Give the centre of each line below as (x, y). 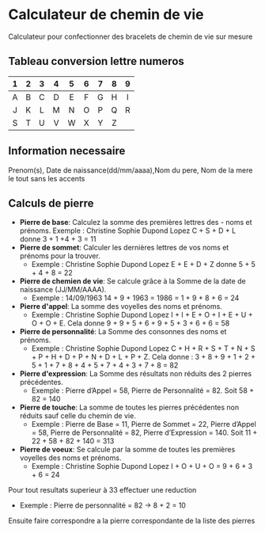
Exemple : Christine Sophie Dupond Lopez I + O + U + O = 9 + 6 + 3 (142, 466)
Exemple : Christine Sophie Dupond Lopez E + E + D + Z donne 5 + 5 (143, 265)
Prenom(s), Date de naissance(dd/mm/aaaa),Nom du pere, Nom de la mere (131, 170)
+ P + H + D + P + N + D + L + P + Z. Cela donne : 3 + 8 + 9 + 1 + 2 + (143, 357)
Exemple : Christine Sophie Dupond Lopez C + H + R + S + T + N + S (143, 348)
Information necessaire (67, 151)
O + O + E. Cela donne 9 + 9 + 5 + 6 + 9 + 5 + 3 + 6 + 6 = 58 (131, 323)
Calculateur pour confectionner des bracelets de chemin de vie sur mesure (131, 36)
